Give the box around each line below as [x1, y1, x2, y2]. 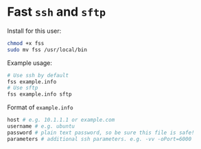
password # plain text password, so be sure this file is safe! [7, 129, 195, 136]
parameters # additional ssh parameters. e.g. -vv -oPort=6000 [7, 135, 192, 142]
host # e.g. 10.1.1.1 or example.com [7, 117, 115, 124]
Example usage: [7, 59, 53, 67]
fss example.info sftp [7, 91, 72, 98]
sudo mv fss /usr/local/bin [7, 46, 88, 53]
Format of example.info [7, 103, 73, 111]
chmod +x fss [7, 40, 45, 46]
